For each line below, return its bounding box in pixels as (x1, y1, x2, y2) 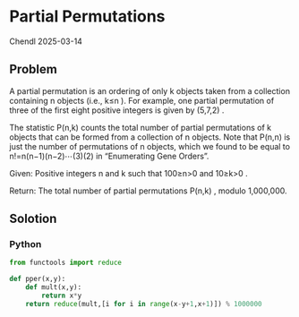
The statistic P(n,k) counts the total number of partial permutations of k (9, 122, 271, 133)
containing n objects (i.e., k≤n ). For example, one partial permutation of (9, 95, 275, 106)
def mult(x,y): (25, 283, 82, 292)
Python (9, 238, 42, 251)
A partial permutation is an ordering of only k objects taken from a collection (9, 85, 291, 96)
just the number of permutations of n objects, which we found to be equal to (9, 141, 291, 151)
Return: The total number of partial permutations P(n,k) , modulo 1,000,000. (9, 185, 288, 196)
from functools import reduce (9, 258, 123, 268)
